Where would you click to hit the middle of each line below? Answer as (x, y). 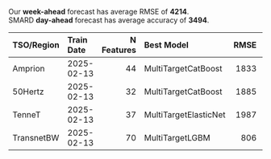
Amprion (29, 69)
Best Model (167, 45)
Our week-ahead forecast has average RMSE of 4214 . (99, 12)
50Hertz (28, 92)
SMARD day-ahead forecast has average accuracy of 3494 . (109, 20)
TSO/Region (36, 45)
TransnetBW (36, 138)
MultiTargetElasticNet (185, 114)
